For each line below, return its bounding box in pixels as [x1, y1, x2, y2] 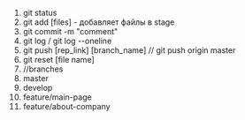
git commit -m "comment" [22, 26, 119, 36]
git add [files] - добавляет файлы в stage [22, 17, 175, 27]
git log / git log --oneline [22, 35, 112, 46]
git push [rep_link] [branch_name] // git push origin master [22, 45, 236, 56]
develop [22, 83, 53, 93]
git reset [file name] [22, 55, 96, 64]
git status [22, 8, 57, 18]
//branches [22, 64, 64, 74]
